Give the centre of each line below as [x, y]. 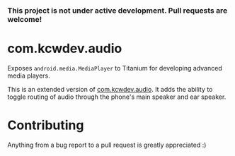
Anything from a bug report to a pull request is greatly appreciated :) [107, 145]
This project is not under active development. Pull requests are [117, 11]
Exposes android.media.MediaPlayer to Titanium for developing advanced [115, 68]
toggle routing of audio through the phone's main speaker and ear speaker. [117, 97]
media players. [29, 76]
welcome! [25, 19]
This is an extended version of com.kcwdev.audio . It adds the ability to [110, 89]
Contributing [46, 125]
